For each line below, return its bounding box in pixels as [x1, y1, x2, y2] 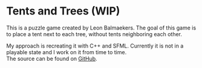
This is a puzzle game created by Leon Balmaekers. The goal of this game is [6, 24, 197, 31]
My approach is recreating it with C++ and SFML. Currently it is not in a [6, 42, 184, 49]
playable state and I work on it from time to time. [6, 48, 127, 55]
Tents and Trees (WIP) [6, 4, 120, 18]
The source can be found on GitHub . [6, 55, 98, 62]
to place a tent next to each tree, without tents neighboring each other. [6, 30, 183, 37]
